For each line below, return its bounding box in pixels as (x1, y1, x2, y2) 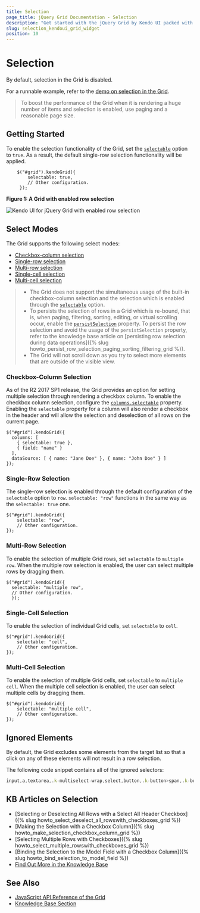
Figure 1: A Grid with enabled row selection (6, 195, 114, 202)
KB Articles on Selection (6, 794, 98, 805)
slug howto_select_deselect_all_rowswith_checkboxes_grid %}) (26, 817, 181, 824)
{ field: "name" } (17, 445, 62, 451)
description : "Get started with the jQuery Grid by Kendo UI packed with (6, 20, 193, 26)
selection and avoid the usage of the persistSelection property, (29, 326, 187, 334)
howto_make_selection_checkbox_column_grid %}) (14, 829, 141, 836)
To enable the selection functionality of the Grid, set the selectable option (6, 145, 188, 152)
